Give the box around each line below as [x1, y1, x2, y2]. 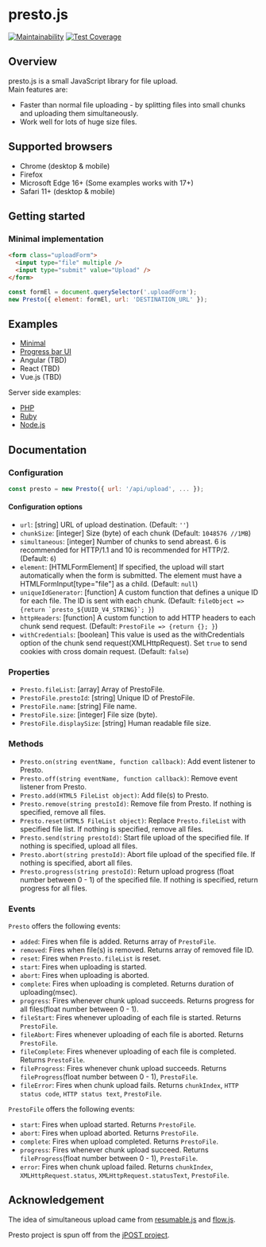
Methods [8, 738, 44, 750]
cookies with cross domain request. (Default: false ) [19, 647, 189, 657]
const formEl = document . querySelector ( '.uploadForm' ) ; [8, 288, 197, 296]
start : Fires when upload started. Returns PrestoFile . [19, 1120, 197, 1129]
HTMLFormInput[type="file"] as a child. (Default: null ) [19, 579, 199, 589]
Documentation [8, 443, 87, 457]
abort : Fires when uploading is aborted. [19, 970, 149, 980]
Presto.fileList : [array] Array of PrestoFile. [19, 684, 165, 694]
